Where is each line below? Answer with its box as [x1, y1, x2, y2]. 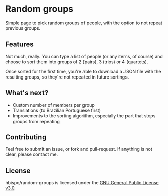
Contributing [5, 133, 47, 141]
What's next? [5, 89, 49, 97]
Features [5, 40, 34, 49]
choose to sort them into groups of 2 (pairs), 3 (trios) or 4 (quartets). [5, 59, 148, 65]
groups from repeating [12, 118, 60, 124]
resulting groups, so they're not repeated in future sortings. [5, 74, 129, 80]
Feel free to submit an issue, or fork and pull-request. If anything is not [5, 146, 153, 152]
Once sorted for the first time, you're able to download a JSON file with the [5, 68, 161, 74]
